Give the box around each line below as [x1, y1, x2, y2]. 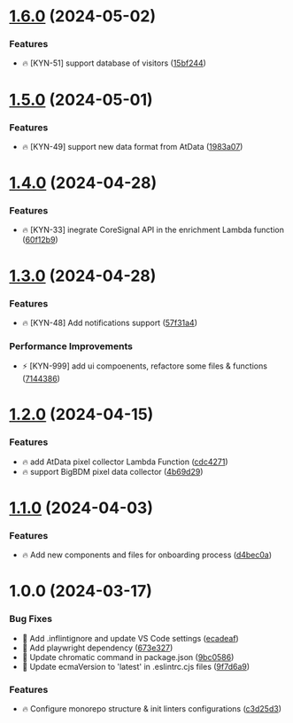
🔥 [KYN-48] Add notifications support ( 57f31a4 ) [21, 317, 197, 328]
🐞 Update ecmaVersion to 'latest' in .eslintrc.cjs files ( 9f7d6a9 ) [21, 661, 251, 672]
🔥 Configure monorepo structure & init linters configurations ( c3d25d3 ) [21, 703, 281, 714]
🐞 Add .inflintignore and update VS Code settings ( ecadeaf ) [21, 633, 239, 643]
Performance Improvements [9, 339, 134, 352]
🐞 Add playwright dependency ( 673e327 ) [21, 642, 173, 653]
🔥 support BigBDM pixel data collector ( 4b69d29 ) [21, 466, 204, 477]
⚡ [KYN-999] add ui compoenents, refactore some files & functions [21, 361, 268, 371]
